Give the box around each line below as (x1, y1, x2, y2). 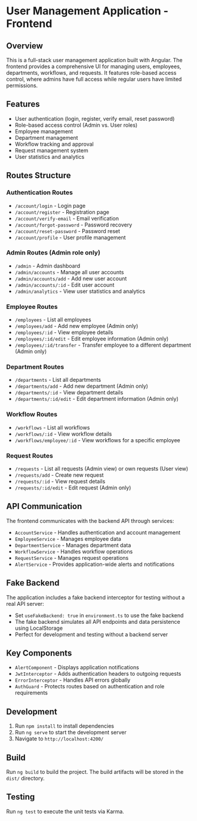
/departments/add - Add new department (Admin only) (14, 382, 148, 390)
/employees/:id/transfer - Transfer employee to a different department (14, 342, 192, 349)
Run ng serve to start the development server (14, 729, 127, 736)
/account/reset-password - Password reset (14, 227, 121, 234)
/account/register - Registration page (14, 208, 109, 216)
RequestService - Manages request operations (14, 554, 129, 561)
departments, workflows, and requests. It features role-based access (6, 69, 177, 76)
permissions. (6, 82, 38, 89)
